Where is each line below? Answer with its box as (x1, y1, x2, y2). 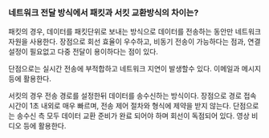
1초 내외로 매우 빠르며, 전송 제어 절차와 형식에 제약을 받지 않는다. (29, 101, 231, 111)
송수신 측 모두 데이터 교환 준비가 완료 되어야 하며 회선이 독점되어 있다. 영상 (16, 111, 251, 121)
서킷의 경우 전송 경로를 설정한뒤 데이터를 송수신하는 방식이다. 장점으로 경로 (8, 91, 243, 101)
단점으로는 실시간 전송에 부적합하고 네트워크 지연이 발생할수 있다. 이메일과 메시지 (8, 64, 262, 74)
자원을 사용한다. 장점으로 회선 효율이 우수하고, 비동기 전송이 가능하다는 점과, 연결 (8, 37, 261, 47)
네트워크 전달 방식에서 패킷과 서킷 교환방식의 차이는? (8, 6, 199, 18)
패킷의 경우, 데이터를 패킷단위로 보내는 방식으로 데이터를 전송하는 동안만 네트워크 (8, 26, 262, 37)
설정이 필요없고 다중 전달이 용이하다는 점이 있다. (8, 47, 159, 57)
